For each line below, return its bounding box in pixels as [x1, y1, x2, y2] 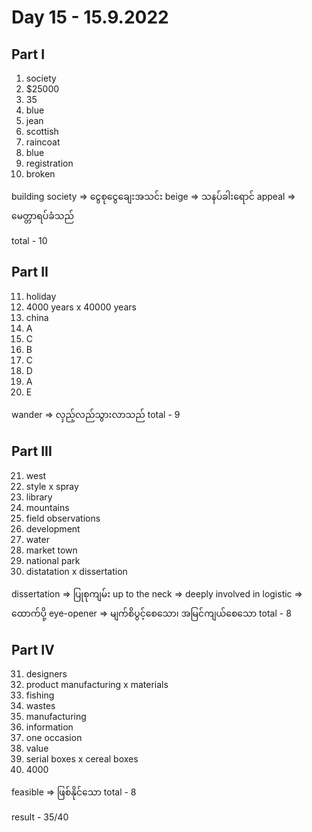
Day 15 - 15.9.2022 [11, 6, 169, 29]
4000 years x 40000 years [25, 301, 137, 313]
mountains [25, 501, 70, 513]
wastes [25, 700, 56, 712]
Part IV [11, 642, 55, 659]
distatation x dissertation [25, 565, 128, 577]
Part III [11, 443, 53, 460]
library [25, 491, 53, 503]
